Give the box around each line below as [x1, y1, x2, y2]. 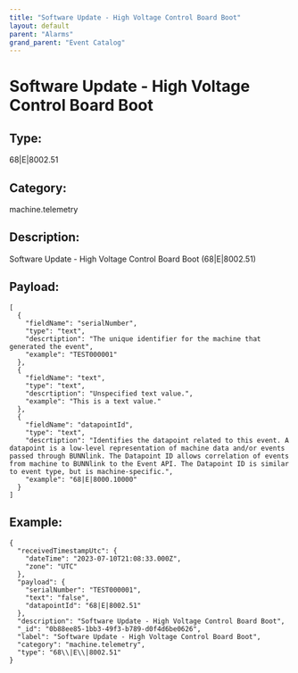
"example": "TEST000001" [25, 350, 118, 359]
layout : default [9, 21, 70, 30]
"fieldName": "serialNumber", [25, 319, 138, 328]
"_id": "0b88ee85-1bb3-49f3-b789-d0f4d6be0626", [17, 624, 202, 634]
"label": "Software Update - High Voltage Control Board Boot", [17, 632, 261, 641]
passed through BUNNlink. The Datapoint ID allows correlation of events [9, 452, 290, 461]
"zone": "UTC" [25, 561, 78, 571]
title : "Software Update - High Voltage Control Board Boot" [9, 12, 242, 22]
